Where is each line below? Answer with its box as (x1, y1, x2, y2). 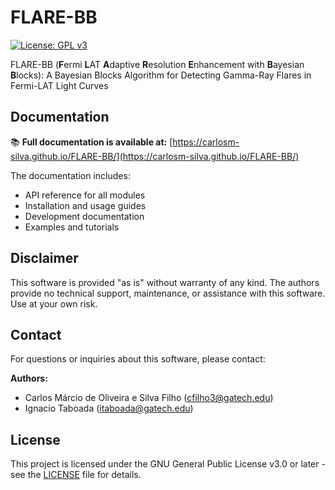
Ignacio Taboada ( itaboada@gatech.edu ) (24, 402, 194, 415)
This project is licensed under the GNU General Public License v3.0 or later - (10, 458, 326, 470)
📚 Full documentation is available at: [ (10, 136, 173, 148)
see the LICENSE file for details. (10, 469, 142, 481)
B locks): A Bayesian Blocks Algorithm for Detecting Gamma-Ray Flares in (10, 69, 312, 81)
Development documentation (24, 210, 145, 222)
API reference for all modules (24, 189, 146, 201)
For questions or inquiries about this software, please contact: (10, 353, 266, 365)
